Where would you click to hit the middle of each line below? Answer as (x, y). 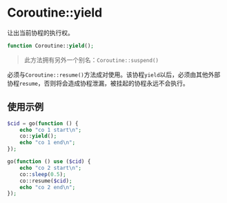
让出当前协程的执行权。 (40, 32)
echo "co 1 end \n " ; (48, 143)
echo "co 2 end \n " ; (48, 187)
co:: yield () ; (38, 136)
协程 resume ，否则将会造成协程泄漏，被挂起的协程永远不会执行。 (98, 83)
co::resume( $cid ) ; (46, 181)
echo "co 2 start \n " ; (50, 168)
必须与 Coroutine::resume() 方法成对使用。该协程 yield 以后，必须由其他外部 (114, 75)
